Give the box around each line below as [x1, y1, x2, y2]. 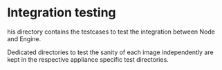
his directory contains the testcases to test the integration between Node [7, 27, 216, 36]
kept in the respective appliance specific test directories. [7, 55, 169, 63]
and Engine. [7, 34, 41, 43]
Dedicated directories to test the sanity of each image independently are [7, 48, 214, 56]
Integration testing [7, 5, 116, 21]
